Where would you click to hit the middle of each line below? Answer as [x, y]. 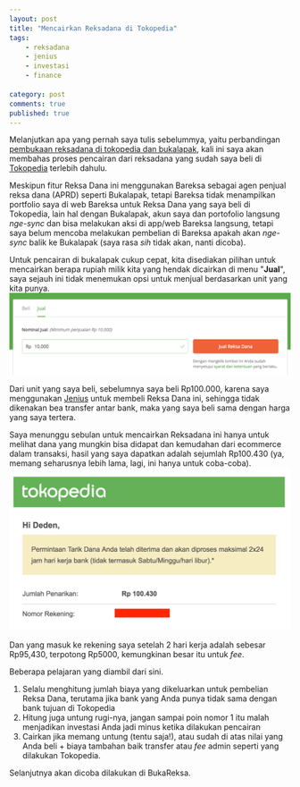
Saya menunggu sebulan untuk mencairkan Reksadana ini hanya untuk [139, 435]
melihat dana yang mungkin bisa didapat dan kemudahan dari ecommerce [146, 444]
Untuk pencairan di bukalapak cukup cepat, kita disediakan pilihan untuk [143, 260]
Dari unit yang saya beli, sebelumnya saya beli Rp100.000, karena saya [139, 388]
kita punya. [30, 288]
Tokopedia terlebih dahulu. [58, 168]
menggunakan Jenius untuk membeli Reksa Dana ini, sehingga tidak [135, 398]
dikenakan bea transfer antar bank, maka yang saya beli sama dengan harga [150, 408]
